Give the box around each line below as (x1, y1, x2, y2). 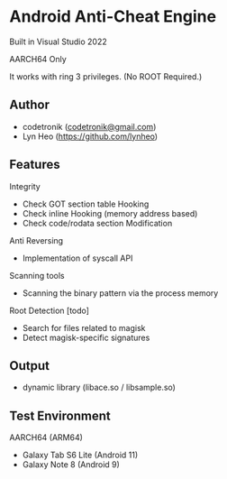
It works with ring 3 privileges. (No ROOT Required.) (9, 70, 203, 82)
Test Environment (9, 408, 111, 423)
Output (9, 358, 50, 373)
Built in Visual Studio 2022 (9, 36, 108, 47)
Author (9, 97, 50, 113)
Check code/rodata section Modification (22, 217, 173, 228)
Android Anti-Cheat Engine (9, 6, 217, 27)
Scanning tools (9, 270, 65, 281)
